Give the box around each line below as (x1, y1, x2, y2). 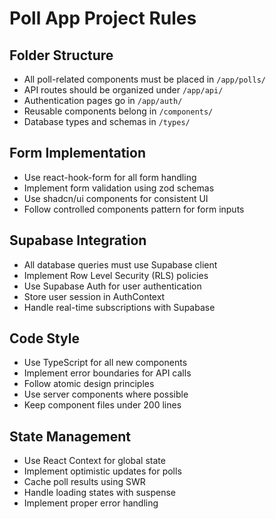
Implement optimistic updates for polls (23, 465, 182, 477)
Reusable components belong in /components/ (23, 105, 214, 117)
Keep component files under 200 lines (23, 399, 182, 411)
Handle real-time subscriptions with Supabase (23, 301, 216, 313)
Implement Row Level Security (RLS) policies (23, 269, 209, 281)
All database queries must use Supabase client (23, 258, 218, 271)
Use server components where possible (23, 388, 189, 401)
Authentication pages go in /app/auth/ (23, 95, 183, 106)
